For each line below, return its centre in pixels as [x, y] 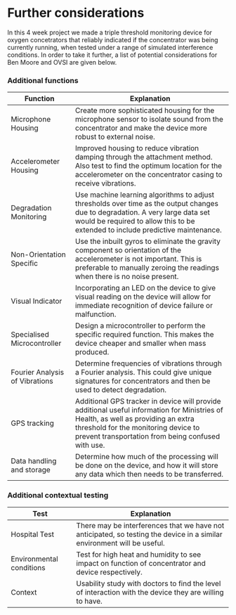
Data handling [34, 461]
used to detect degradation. [121, 390]
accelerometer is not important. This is [138, 259]
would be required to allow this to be [135, 221]
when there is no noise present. [127, 277]
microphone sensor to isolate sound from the [149, 119]
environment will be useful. [120, 543]
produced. [92, 352]
